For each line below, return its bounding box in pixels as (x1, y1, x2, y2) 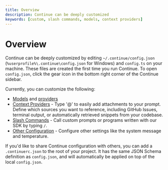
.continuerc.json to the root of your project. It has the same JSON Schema (5, 148, 161, 154)
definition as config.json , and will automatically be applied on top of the (5, 154, 155, 160)
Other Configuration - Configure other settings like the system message (12, 128, 161, 134)
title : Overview (5, 7, 39, 13)
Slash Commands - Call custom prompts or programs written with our (12, 117, 157, 123)
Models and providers (12, 96, 58, 102)
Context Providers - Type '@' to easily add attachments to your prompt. (12, 101, 161, 107)
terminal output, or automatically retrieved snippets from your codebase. (12, 112, 163, 118)
